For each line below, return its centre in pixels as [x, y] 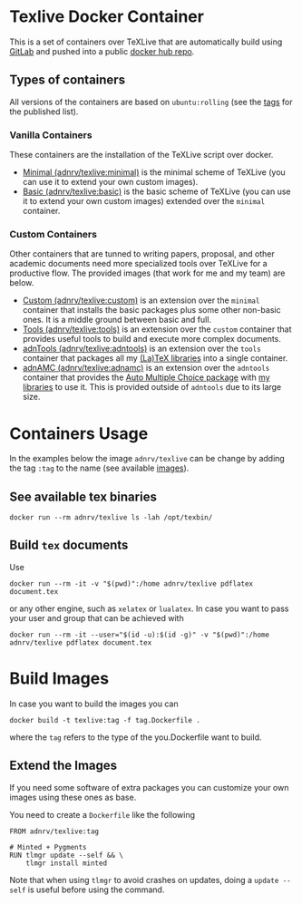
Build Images [59, 679]
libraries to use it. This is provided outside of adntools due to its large [152, 387]
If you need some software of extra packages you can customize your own [149, 787]
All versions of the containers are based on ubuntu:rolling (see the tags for [151, 102]
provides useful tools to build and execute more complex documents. [151, 339]
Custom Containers [54, 234]
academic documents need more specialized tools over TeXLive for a [138, 264]
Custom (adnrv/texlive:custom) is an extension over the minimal [141, 300]
